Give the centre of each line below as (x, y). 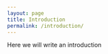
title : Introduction (37, 20)
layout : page (26, 13)
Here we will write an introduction (54, 45)
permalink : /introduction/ (45, 26)
